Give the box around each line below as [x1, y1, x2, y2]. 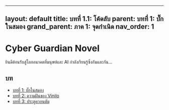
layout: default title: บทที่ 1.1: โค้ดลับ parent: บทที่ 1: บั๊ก [5, 14, 164, 23]
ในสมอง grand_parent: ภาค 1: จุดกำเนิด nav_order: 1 [5, 22, 154, 31]
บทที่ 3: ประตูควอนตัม [12, 98, 50, 104]
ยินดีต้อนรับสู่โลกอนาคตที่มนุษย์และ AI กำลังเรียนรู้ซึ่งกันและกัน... [5, 59, 113, 65]
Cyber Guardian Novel [5, 42, 100, 54]
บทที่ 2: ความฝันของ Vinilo [12, 93, 59, 99]
